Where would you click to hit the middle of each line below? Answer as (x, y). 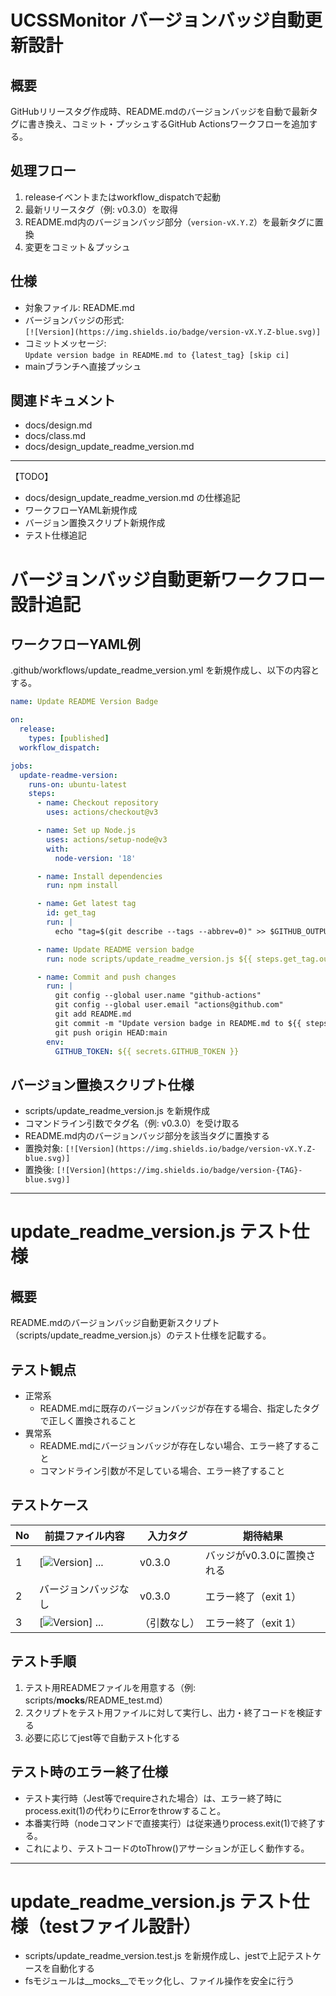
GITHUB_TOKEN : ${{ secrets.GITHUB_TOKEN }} (147, 1051)
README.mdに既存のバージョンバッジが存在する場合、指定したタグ (179, 1408)
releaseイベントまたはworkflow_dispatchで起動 (123, 197)
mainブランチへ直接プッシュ (83, 366)
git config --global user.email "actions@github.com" (169, 1005)
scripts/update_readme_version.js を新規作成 (117, 1111)
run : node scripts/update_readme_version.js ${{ (149, 959)
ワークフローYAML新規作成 (81, 510)
